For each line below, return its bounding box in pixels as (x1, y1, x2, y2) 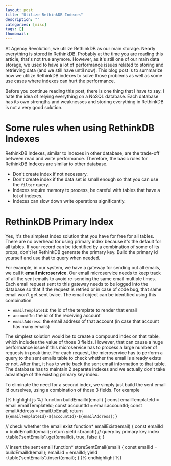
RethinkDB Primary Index (5, 216, 114, 228)
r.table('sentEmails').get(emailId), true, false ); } (5, 434, 105, 440)
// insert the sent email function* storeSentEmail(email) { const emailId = (5, 443, 157, 450)
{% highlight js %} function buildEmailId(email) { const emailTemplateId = (5, 396, 159, 403)
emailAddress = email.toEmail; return (5, 408, 83, 414)
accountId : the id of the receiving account (12, 312, 101, 319)
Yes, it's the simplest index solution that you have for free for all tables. (5, 232, 155, 239)
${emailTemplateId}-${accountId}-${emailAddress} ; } (5, 413, 117, 419)
